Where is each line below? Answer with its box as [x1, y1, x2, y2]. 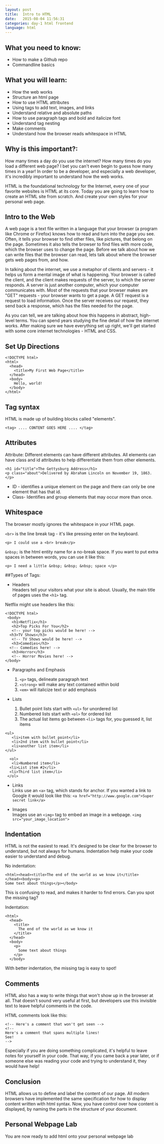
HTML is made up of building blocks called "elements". [5, 416, 116, 422]
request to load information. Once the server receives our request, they [5, 298, 149, 304]
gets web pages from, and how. [5, 257, 69, 263]
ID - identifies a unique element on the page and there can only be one [12, 483, 155, 489]
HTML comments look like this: [5, 1013, 68, 1019]
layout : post [5, 7, 32, 12]
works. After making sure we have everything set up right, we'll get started [5, 323, 156, 329]
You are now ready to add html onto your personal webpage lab [5, 1133, 134, 1139]
